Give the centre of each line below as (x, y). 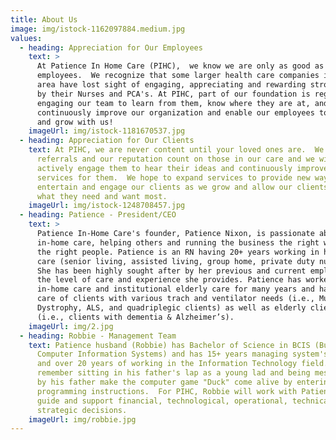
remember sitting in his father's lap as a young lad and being (173, 373)
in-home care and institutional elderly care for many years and (175, 289)
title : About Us (44, 19)
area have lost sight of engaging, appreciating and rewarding (171, 85)
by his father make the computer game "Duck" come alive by (164, 382)
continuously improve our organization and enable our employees (175, 112)
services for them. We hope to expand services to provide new (173, 177)
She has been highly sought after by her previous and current (171, 271)
